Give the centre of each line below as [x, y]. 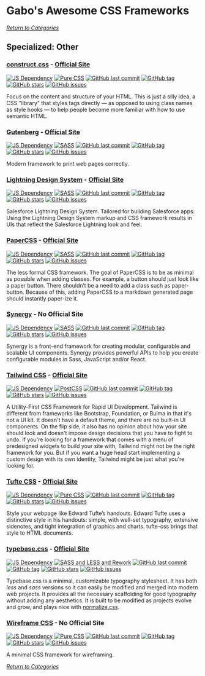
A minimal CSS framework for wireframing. [60, 654]
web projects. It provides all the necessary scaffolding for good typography [102, 594]
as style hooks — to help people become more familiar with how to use [96, 109]
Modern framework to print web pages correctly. [68, 163]
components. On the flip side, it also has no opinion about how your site [97, 426]
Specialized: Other [43, 47]
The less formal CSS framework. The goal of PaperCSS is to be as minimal [100, 272]
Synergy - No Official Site [45, 314]
